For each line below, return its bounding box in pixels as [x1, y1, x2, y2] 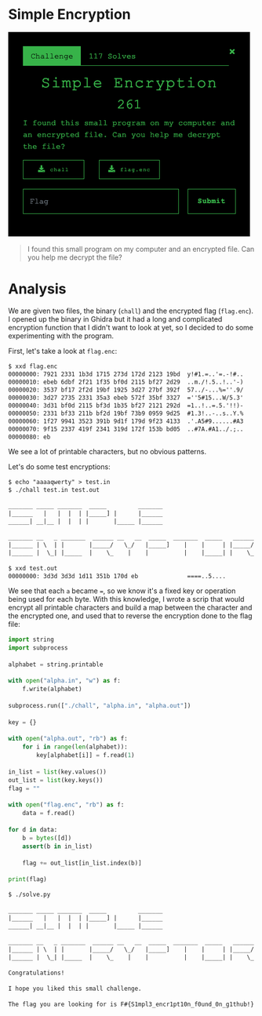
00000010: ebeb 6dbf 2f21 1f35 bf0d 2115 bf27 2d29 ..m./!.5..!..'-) [8, 378, 244, 386]
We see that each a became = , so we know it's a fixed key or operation [8, 586, 236, 595]
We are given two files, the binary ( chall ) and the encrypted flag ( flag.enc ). [8, 306, 253, 315]
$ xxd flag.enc [8, 362, 58, 370]
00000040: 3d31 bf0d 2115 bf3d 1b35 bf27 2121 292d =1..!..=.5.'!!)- [8, 402, 244, 410]
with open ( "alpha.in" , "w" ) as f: [8, 677, 122, 685]
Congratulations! [8, 969, 65, 978]
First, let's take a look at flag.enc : [8, 346, 118, 355]
